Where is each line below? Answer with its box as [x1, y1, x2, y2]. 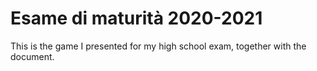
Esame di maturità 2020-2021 [10, 7, 263, 30]
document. [10, 50, 55, 62]
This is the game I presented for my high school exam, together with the [10, 40, 307, 52]
